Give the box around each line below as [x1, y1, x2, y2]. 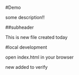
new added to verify [5, 64, 48, 70]
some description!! [5, 14, 45, 20]
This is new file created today [5, 34, 68, 40]
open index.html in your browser [5, 54, 74, 60]
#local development [5, 44, 47, 50]
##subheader [5, 24, 34, 30]
